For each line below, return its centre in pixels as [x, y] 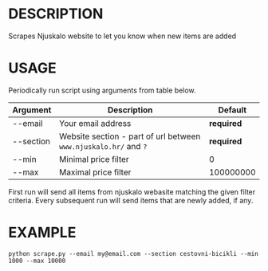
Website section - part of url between [130, 136]
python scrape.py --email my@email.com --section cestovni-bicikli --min [134, 253]
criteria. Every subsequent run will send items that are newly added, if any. [131, 200]
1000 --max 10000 [37, 261]
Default [233, 110]
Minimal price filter [94, 159]
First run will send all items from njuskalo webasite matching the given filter [132, 191]
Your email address [95, 123]
